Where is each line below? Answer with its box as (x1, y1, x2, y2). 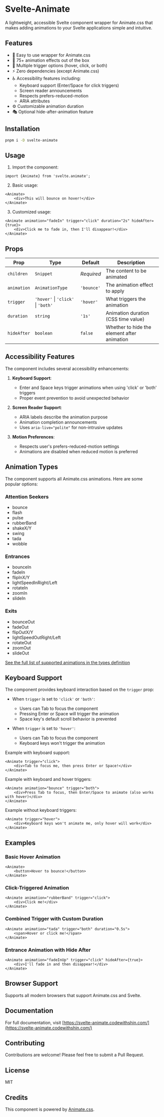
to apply (105, 288, 124, 294)
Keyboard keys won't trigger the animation (19, 740, 105, 746)
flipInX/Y (12, 575, 30, 581)
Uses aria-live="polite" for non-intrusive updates (19, 424, 123, 430)
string (35, 314, 50, 319)
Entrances (5, 553, 30, 559)
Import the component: (12, 164, 59, 170)
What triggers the (105, 295, 146, 302)
